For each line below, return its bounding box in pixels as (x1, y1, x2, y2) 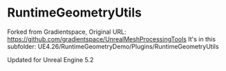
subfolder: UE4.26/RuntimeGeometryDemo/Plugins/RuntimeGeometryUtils (7, 42, 219, 50)
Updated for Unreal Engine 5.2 (7, 55, 94, 63)
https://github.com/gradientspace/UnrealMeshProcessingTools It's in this (7, 34, 216, 43)
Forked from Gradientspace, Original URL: (7, 28, 126, 36)
